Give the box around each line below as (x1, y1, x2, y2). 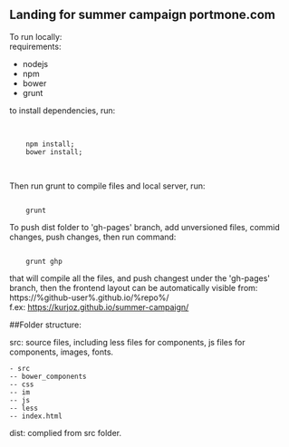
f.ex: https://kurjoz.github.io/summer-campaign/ (9, 301, 189, 312)
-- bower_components (9, 372, 88, 381)
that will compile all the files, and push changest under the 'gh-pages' (9, 272, 270, 284)
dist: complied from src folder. (9, 427, 122, 438)
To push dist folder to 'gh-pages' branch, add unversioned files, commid (9, 221, 281, 232)
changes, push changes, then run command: (9, 231, 177, 242)
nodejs (22, 58, 48, 69)
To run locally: (9, 31, 63, 42)
